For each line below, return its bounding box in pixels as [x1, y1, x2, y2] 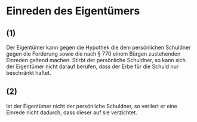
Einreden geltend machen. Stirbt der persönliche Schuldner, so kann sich [6, 57, 186, 63]
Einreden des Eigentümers [6, 4, 140, 18]
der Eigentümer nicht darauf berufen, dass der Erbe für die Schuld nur [6, 63, 179, 70]
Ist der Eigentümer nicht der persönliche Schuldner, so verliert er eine [6, 102, 178, 109]
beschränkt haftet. [6, 69, 52, 76]
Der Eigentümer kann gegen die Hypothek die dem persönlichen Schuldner [6, 44, 191, 51]
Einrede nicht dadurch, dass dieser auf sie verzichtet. [6, 109, 137, 116]
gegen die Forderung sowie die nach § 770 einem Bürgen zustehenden [6, 50, 181, 57]
